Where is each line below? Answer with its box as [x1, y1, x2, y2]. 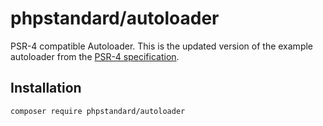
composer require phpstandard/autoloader [10, 106, 186, 116]
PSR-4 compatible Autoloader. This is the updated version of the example [10, 40, 314, 52]
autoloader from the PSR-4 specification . [10, 50, 180, 62]
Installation [10, 80, 82, 97]
